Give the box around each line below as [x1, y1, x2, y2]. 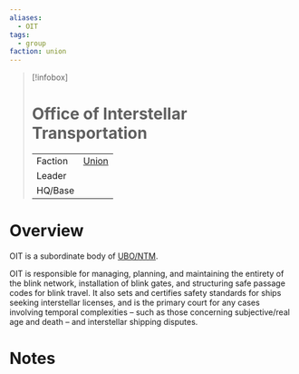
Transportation [31, 123, 148, 143]
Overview [9, 221, 84, 241]
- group [17, 38, 47, 48]
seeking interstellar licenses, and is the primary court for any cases [9, 297, 260, 308]
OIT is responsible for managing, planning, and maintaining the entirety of [9, 269, 285, 279]
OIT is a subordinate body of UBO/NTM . [9, 251, 159, 261]
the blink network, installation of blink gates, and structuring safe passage [9, 278, 285, 289]
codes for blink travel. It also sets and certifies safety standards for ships [9, 288, 282, 298]
